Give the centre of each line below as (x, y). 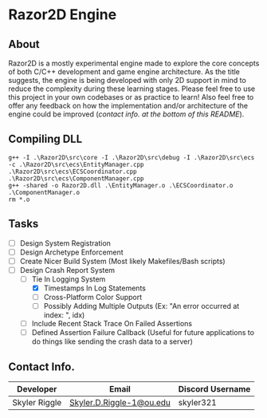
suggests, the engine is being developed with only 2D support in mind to (128, 80)
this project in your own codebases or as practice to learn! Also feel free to (131, 97)
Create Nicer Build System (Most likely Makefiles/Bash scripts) (122, 261)
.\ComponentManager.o (44, 192)
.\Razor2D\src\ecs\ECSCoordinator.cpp (73, 172)
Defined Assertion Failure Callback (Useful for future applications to (143, 333)
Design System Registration (65, 243)
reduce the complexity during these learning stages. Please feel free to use (132, 89)
